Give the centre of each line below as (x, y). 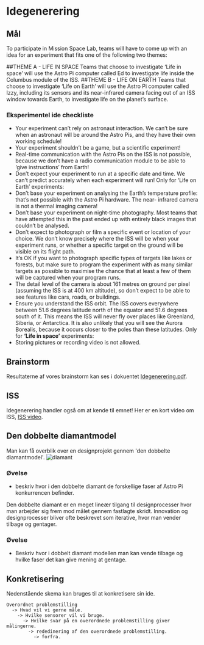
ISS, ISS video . (25, 417)
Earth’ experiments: (40, 187)
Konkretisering (35, 579)
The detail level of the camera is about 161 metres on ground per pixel (102, 284)
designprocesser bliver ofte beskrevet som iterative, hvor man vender (94, 518)
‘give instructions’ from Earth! (52, 167)
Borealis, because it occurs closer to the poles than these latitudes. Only (106, 330)
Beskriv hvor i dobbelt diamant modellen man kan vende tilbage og (99, 553)
